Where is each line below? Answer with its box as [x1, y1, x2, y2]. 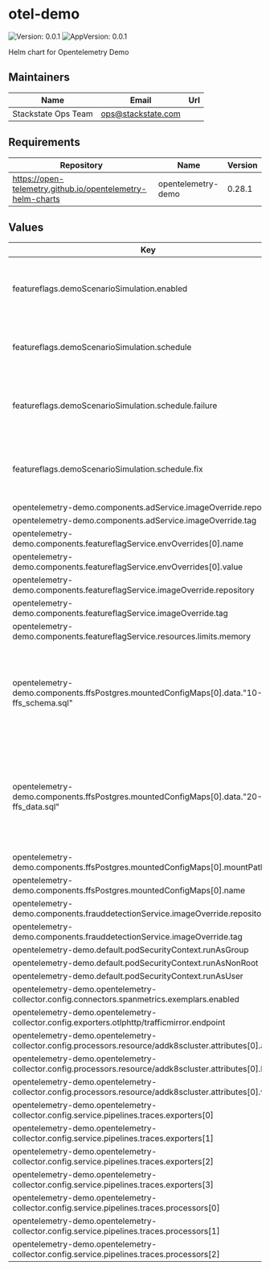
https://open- [12, 173, 64, 184]
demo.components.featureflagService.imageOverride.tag [12, 608, 229, 619]
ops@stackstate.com [100, 108, 181, 119]
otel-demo [8, 5, 80, 23]
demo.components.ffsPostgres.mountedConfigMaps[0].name [12, 885, 246, 896]
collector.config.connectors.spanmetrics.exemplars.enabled [12, 993, 239, 1005]
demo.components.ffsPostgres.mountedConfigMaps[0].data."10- [12, 687, 263, 698]
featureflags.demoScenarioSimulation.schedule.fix [12, 464, 203, 475]
